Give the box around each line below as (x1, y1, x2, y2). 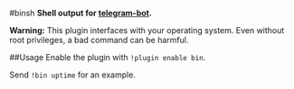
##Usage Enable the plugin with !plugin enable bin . (9, 52, 206, 62)
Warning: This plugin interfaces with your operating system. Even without (9, 25, 285, 35)
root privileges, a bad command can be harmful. (9, 35, 189, 45)
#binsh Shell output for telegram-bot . (9, 8, 152, 18)
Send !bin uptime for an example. (9, 69, 136, 80)
